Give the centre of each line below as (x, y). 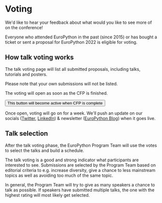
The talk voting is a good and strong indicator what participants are (72, 160)
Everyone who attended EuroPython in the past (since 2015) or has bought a (81, 37)
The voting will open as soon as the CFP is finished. (56, 93)
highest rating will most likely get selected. (47, 195)
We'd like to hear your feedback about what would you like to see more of (79, 22)
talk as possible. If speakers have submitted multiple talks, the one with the (80, 190)
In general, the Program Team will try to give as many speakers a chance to (80, 185)
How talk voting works (39, 58)
